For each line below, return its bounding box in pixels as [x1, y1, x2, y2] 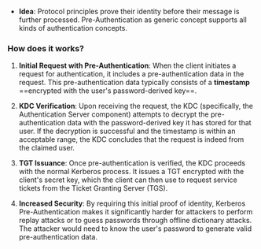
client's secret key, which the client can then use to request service [18, 175, 237, 184]
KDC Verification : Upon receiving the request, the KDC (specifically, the [18, 102, 253, 111]
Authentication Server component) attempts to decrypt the [18, 110, 209, 119]
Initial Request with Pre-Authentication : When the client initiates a [18, 61, 237, 70]
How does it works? [7, 43, 84, 54]
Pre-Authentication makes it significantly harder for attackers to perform [18, 207, 253, 217]
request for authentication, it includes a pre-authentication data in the [18, 69, 244, 79]
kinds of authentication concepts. [18, 24, 127, 32]
